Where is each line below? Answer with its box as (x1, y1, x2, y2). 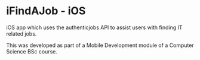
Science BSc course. (6, 48, 58, 55)
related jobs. (6, 30, 37, 37)
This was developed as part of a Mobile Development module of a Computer (6, 42, 194, 49)
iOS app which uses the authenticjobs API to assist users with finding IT (6, 24, 183, 31)
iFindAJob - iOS (6, 4, 86, 18)
